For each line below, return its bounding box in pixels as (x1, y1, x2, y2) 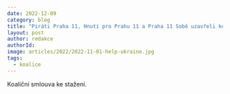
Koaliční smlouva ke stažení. (7, 80, 87, 88)
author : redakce (7, 36, 53, 43)
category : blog (7, 16, 51, 23)
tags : (7, 55, 23, 62)
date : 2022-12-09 (7, 10, 57, 17)
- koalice (13, 61, 41, 68)
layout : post (7, 29, 44, 36)
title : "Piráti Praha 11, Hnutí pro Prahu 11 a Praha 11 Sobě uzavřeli (7, 23, 216, 30)
